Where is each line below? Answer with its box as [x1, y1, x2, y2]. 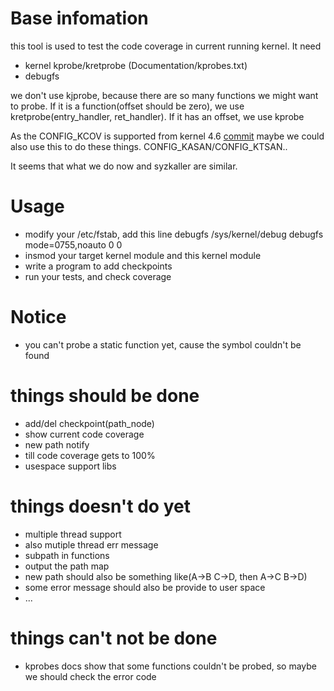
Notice [10, 306, 67, 329]
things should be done [10, 385, 200, 407]
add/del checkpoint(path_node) [24, 417, 155, 429]
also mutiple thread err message [24, 538, 159, 551]
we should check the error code [24, 670, 157, 682]
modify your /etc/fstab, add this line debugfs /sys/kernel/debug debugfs [24, 228, 324, 240]
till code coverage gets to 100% [24, 449, 156, 461]
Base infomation [10, 7, 149, 30]
